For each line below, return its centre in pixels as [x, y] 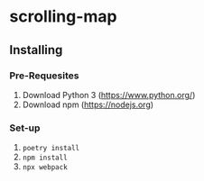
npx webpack [45, 167]
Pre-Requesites [44, 76]
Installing [36, 50]
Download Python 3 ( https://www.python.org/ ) [109, 95]
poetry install [51, 149]
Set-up [25, 128]
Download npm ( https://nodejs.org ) [88, 104]
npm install [45, 158]
